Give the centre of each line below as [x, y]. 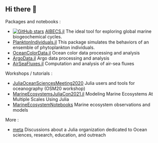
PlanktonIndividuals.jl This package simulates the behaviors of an [81, 42]
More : [12, 120]
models [20, 110]
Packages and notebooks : [33, 21]
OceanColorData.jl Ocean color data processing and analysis [76, 53]
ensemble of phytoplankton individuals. [54, 47]
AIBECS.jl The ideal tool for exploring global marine [98, 31]
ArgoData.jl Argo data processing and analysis [61, 58]
